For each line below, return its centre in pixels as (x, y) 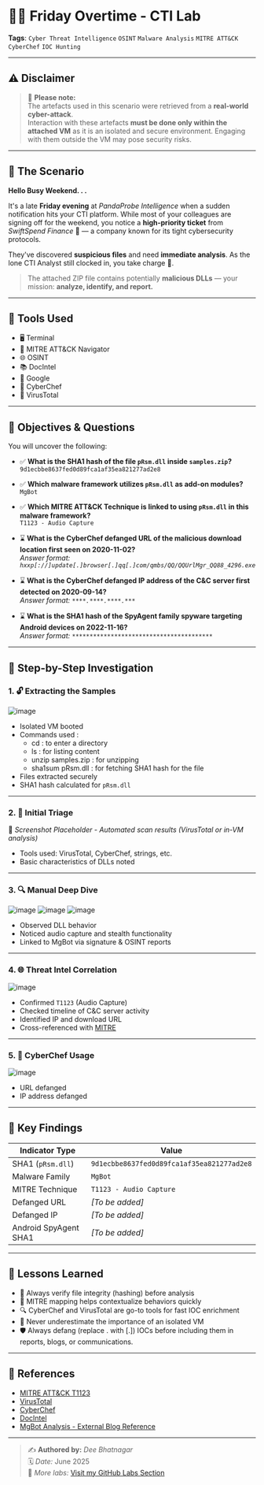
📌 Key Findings (45, 1129)
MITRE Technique (45, 1189)
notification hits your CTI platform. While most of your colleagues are (120, 214)
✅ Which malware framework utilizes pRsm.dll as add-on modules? (131, 484)
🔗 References (42, 1374)
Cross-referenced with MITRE (68, 1027)
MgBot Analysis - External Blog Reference (87, 1426)
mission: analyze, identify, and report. (90, 286)
